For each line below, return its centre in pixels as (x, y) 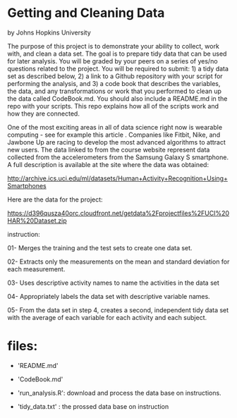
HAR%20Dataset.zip (37, 221)
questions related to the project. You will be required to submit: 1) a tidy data (118, 68)
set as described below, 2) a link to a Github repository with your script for (115, 76)
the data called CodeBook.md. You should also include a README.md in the (117, 98)
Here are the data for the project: (55, 199)
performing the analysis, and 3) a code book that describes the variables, (114, 83)
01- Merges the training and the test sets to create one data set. (100, 247)
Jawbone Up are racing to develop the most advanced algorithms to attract (116, 142)
